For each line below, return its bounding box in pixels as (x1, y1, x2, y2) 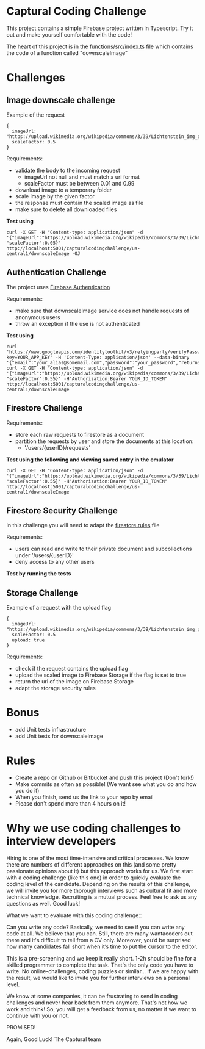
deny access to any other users (15, 558, 95, 566)
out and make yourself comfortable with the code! (6, 31, 132, 38)
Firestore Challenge (6, 403, 83, 413)
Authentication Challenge (6, 267, 107, 278)
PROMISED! (6, 1024, 36, 1031)
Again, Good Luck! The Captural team (6, 1036, 101, 1043)
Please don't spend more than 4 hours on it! (15, 800, 126, 807)
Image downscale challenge (6, 95, 115, 105)
